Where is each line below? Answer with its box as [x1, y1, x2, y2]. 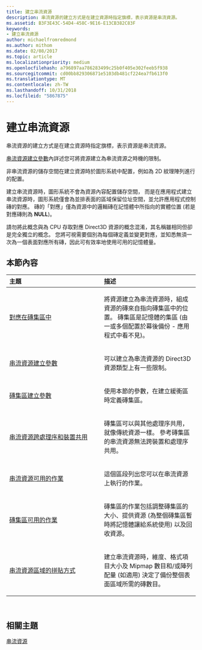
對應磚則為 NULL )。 [6, 210, 55, 218]
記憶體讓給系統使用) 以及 [116, 520, 186, 528]
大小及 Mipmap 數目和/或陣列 [110, 561, 193, 570]
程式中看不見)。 [104, 331, 149, 339]
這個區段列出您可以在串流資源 [104, 470, 189, 478]
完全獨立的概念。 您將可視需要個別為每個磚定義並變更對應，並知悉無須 [11, 230, 187, 238]
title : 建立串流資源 [6, 8, 52, 15]
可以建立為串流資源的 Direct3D [104, 354, 191, 362]
